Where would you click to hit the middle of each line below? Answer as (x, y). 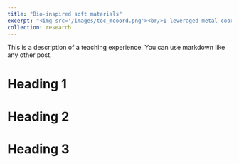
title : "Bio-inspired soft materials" (65, 14)
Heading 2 (38, 117)
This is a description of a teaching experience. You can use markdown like (116, 48)
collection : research (39, 27)
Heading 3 (38, 149)
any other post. (30, 55)
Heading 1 (37, 84)
